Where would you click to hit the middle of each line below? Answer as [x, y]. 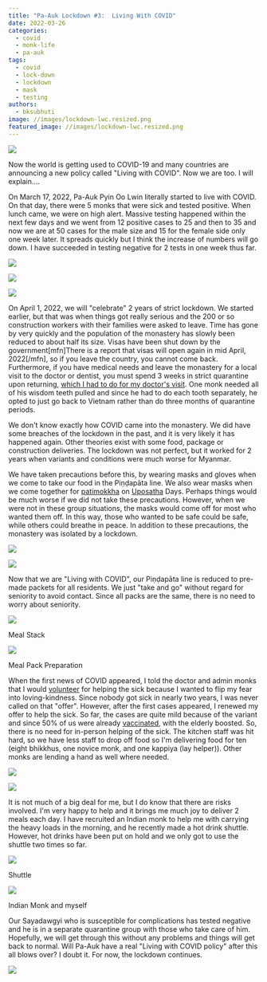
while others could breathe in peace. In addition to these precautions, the [128, 525]
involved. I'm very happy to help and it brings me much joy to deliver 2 [124, 811]
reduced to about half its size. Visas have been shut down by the [114, 342]
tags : [17, 61]
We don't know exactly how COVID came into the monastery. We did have [130, 425]
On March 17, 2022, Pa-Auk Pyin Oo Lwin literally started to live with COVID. [132, 197]
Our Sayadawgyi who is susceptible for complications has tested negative [130, 921]
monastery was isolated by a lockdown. [73, 533]
